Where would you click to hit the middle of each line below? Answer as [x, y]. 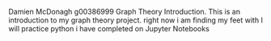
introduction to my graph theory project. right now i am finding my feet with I [135, 20]
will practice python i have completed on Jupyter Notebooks [109, 29]
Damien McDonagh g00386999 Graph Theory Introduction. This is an [125, 12]
